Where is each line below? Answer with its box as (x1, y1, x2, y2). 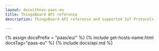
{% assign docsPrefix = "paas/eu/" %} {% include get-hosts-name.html (5, 34, 154, 40)
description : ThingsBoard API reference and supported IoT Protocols (5, 16, 154, 21)
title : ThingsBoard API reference (5, 12, 78, 17)
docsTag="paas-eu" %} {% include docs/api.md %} (5, 40, 113, 46)
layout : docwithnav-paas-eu (5, 7, 64, 12)
